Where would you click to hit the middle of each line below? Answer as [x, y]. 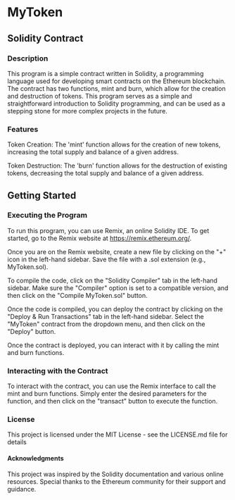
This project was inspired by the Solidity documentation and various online [115, 474]
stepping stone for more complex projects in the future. [87, 111]
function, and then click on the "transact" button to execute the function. [113, 401]
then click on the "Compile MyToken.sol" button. [77, 295]
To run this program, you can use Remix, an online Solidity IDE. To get [108, 230]
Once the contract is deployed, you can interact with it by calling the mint [113, 345]
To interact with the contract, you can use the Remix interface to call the [112, 386]
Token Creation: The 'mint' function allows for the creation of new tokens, [114, 144]
